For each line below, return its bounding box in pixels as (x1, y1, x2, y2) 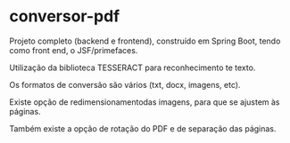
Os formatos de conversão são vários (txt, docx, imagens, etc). (9, 79, 241, 90)
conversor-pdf (9, 6, 120, 27)
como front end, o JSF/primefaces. (9, 44, 138, 55)
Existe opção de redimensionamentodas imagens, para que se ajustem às (9, 96, 280, 107)
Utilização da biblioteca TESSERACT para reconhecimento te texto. (9, 62, 256, 73)
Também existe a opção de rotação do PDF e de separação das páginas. (9, 123, 277, 134)
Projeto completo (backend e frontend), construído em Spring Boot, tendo (9, 36, 281, 46)
